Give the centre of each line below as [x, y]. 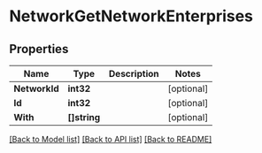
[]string [84, 117]
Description [134, 74]
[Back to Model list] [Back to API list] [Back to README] [111, 139]
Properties [39, 49]
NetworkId [36, 88]
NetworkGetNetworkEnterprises [131, 16]
